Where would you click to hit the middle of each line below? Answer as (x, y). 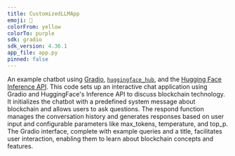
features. (20, 146)
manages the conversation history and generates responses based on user (116, 116)
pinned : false (28, 59)
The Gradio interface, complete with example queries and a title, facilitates (115, 131)
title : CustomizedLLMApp (43, 14)
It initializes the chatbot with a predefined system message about (101, 101)
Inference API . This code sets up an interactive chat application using (108, 86)
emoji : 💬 (20, 20)
